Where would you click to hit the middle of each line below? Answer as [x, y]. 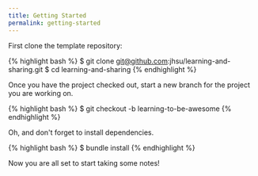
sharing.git [26, 69]
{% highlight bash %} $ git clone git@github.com [88, 61]
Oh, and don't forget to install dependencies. [81, 132]
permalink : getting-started [55, 23]
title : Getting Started [47, 15]
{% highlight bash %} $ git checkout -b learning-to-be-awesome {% [120, 109]
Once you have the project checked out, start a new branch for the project [129, 85]
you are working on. [41, 93]
